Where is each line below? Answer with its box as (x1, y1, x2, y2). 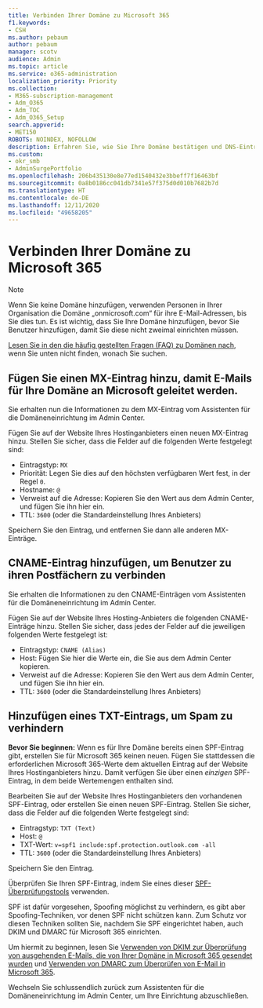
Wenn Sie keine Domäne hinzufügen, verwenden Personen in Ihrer (8, 300, 223, 310)
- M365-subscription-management (8, 92, 113, 100)
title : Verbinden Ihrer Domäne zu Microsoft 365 (8, 11, 170, 20)
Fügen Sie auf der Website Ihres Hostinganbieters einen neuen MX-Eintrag (8, 429, 249, 437)
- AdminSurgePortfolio (8, 165, 82, 173)
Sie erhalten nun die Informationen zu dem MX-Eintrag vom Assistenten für (8, 405, 250, 414)
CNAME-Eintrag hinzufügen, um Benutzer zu (8, 557, 232, 570)
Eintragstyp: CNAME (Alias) (19, 645, 106, 654)
